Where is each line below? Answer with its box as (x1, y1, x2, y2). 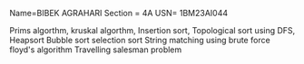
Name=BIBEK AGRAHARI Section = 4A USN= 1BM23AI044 (9, 8, 229, 18)
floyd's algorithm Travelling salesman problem (9, 44, 182, 55)
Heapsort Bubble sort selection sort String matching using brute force (9, 35, 270, 45)
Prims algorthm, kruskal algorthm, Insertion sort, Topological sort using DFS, (9, 25, 296, 35)
